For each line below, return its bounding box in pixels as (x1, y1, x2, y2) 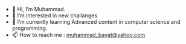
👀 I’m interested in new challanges (11, 12, 98, 19)
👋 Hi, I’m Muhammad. (11, 6, 66, 12)
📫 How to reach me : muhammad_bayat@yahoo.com (11, 32, 146, 38)
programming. (11, 24, 48, 32)
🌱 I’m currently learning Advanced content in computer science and (11, 18, 181, 25)
